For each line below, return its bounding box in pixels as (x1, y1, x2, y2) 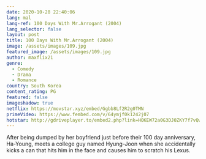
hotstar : (6, 117, 29, 123)
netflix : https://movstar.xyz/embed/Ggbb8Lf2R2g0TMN (6, 105, 144, 112)
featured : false (6, 94, 48, 100)
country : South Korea (6, 83, 62, 89)
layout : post (6, 32, 40, 38)
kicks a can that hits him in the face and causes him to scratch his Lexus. (6, 147, 191, 154)
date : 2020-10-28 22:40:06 (6, 9, 75, 15)
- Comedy (12, 65, 34, 72)
